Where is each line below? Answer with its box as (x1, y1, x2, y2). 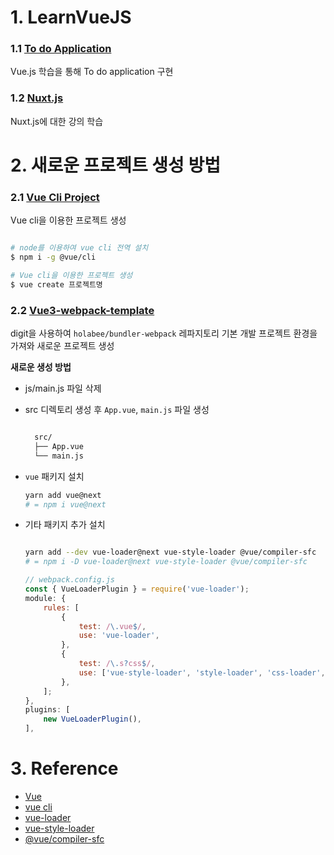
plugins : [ (24, 705, 71, 715)
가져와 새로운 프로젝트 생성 (10, 340, 115, 352)
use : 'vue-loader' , (78, 631, 160, 641)
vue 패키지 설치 (24, 470, 85, 482)
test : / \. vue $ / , (78, 621, 147, 631)
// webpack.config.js (24, 575, 115, 585)
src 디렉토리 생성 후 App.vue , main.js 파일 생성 (24, 404, 210, 416)
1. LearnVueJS (10, 6, 132, 29)
